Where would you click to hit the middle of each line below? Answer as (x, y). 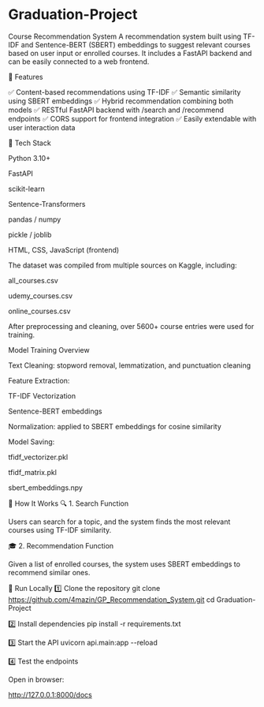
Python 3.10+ (30, 158)
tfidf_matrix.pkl (33, 472)
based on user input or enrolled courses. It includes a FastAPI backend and (130, 53)
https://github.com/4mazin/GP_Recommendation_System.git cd (112, 599)
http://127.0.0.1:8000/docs (50, 694)
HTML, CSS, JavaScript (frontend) (64, 249)
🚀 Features (26, 77)
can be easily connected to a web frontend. (79, 62)
